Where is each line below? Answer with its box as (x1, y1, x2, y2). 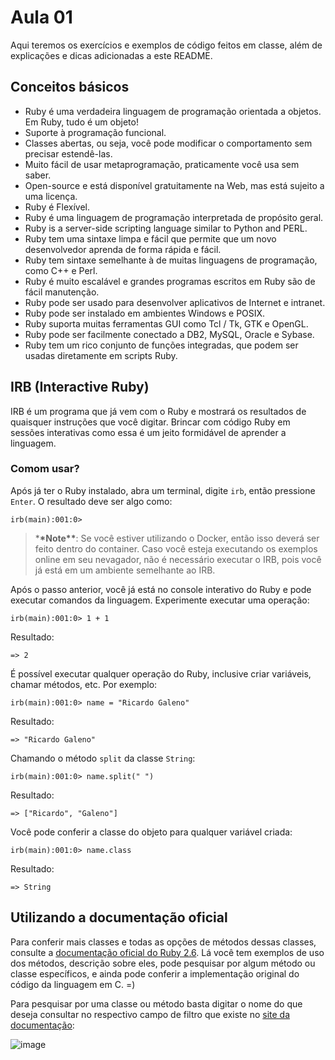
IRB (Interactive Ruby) (10, 379, 150, 396)
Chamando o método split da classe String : (10, 752, 196, 764)
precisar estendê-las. (24, 147, 113, 160)
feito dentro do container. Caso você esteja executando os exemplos (34, 542, 318, 555)
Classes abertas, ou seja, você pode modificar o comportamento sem (24, 137, 313, 149)
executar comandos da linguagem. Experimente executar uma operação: (10, 594, 310, 606)
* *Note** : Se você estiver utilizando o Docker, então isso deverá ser (34, 532, 320, 544)
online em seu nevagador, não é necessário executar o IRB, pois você (34, 553, 322, 565)
